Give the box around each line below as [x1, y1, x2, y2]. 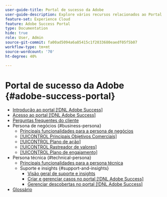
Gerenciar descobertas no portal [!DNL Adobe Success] [27, 181, 143, 187]
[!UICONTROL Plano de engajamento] [19, 149, 98, 155]
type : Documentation [5, 26, 48, 31]
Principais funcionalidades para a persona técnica [19, 160, 123, 166]
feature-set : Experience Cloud [5, 16, 70, 21]
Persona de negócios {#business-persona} [12, 123, 101, 129]
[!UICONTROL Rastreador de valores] [19, 144, 97, 150]
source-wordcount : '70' [5, 49, 55, 54]
